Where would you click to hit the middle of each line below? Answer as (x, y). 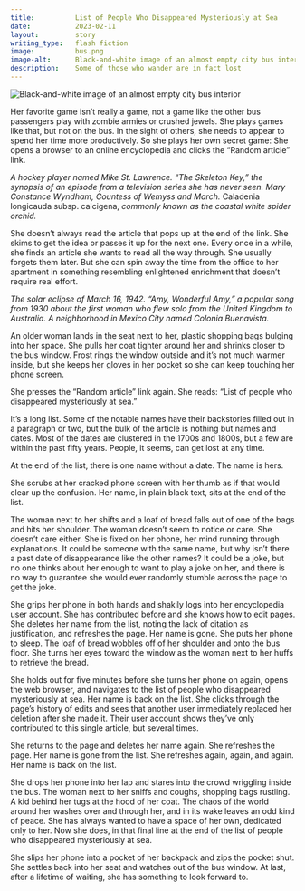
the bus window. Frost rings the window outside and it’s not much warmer (148, 355)
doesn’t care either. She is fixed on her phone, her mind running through (145, 539)
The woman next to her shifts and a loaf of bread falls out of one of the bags (152, 519)
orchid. (24, 216)
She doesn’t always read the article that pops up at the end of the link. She (149, 233)
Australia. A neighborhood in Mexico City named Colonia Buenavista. (140, 318)
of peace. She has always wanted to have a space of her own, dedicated (146, 820)
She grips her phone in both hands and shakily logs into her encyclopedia (147, 604)
